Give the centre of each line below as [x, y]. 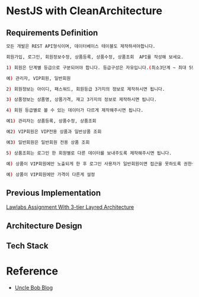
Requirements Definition [52, 33]
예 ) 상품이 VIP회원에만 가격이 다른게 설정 [51, 175]
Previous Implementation [54, 193]
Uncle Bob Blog [34, 288]
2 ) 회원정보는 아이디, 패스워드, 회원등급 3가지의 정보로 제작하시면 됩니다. [86, 89]
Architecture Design [44, 226]
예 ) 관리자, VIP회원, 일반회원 [38, 78]
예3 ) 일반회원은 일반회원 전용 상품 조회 [48, 142]
